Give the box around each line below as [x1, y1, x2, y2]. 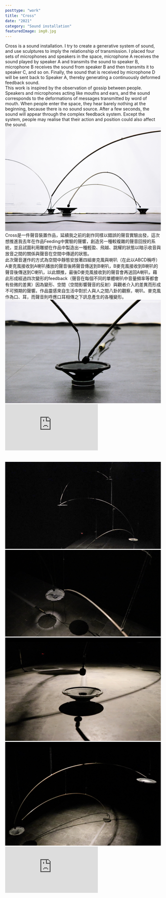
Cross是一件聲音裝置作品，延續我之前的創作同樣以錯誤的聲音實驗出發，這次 [5, 232, 160, 238]
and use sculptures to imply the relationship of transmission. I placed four [5, 48, 155, 54]
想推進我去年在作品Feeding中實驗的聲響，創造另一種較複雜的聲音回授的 [5, 238, 152, 244]
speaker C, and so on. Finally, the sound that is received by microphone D [5, 69, 156, 75]
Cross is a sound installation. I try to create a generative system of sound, [5, 43, 155, 49]
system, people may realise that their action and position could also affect [5, 117, 156, 122]
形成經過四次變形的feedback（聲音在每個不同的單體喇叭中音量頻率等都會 [9, 275, 159, 281]
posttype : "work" [5, 8, 41, 13]
